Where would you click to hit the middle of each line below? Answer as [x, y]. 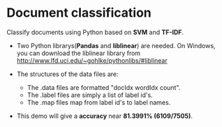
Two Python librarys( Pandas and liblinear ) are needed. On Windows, [116, 45]
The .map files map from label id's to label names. [99, 102]
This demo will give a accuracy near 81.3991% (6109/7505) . [105, 116]
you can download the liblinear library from [79, 53]
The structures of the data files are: [68, 74]
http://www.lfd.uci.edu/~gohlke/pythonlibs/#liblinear [92, 60]
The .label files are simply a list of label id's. [90, 95]
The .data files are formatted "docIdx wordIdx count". [104, 87]
